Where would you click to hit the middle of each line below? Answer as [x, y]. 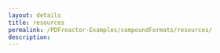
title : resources [37, 23]
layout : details [35, 15]
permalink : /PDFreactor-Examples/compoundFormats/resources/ [110, 30]
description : [29, 37]
